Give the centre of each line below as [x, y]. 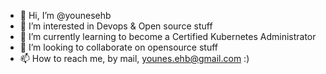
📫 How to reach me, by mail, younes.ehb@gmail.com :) [134, 58]
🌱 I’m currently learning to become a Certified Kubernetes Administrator [168, 36]
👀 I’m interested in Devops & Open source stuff [116, 26]
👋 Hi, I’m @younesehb [65, 15]
